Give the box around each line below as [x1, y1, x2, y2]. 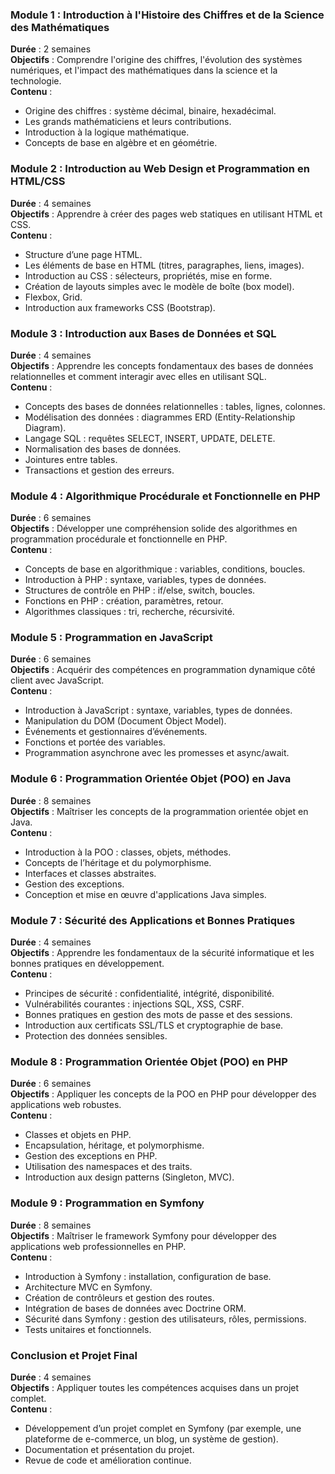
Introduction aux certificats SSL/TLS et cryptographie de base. [24, 1019, 284, 1032]
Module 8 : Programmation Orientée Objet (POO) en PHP [10, 1055, 288, 1068]
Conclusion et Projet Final [10, 1348, 138, 1362]
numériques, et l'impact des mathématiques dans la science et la [10, 64, 278, 77]
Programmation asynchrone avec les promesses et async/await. [24, 747, 290, 759]
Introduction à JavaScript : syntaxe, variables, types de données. [24, 704, 293, 717]
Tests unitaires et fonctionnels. [24, 1323, 152, 1335]
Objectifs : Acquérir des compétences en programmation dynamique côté [10, 664, 316, 676]
